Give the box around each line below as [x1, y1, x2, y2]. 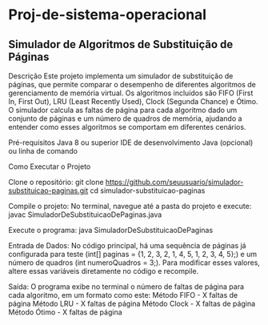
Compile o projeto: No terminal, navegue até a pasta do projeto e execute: [8, 202, 252, 211]
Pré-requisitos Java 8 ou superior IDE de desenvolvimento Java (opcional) [8, 138, 254, 147]
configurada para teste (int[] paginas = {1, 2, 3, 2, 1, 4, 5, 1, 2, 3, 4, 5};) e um [8, 250, 258, 259]
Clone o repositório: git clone [8, 178, 104, 187]
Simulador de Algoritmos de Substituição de [8, 38, 234, 51]
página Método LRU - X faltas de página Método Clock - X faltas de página [8, 299, 256, 308]
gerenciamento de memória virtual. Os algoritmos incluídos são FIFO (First [8, 88, 254, 98]
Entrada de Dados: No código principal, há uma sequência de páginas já [8, 241, 246, 250]
